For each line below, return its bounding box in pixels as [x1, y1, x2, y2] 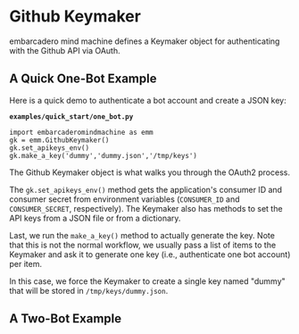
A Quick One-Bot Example [9, 71, 157, 87]
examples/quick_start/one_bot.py [9, 112, 134, 121]
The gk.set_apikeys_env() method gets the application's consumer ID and [9, 184, 283, 195]
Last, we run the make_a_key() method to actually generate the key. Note [9, 230, 275, 240]
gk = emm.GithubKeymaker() [9, 136, 110, 145]
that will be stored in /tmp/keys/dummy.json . [9, 285, 169, 296]
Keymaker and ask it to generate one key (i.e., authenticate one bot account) [9, 248, 291, 260]
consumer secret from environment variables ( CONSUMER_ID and [9, 194, 240, 205]
